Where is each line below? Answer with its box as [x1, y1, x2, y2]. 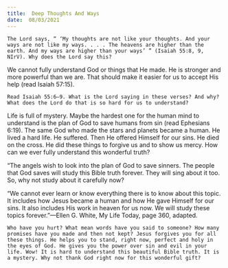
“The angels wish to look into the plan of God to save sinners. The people [7, 161, 215, 169]
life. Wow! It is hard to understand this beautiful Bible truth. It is [7, 248, 220, 255]
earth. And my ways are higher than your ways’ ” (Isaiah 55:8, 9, [7, 47, 205, 54]
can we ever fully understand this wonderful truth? [7, 148, 150, 156]
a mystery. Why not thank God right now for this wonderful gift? [7, 254, 201, 261]
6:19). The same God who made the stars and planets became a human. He [7, 126, 220, 134]
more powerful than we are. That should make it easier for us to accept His [7, 73, 219, 81]
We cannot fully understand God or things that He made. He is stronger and [7, 65, 221, 74]
